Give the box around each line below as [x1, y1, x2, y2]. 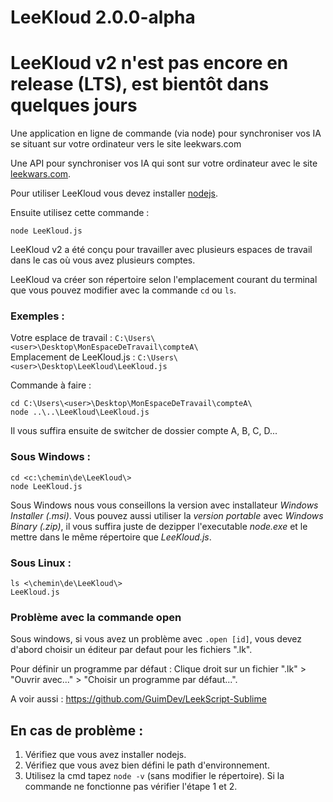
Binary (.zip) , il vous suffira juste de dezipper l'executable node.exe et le [10, 520, 308, 532]
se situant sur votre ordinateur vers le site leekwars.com [10, 138, 242, 150]
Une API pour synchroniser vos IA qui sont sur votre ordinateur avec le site [10, 157, 318, 170]
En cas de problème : [10, 722, 144, 739]
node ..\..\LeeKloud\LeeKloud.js [10, 407, 150, 418]
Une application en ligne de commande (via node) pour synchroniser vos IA [10, 127, 322, 140]
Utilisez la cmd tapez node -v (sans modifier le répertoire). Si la [24, 770, 285, 782]
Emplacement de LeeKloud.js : [10, 351, 136, 363]
